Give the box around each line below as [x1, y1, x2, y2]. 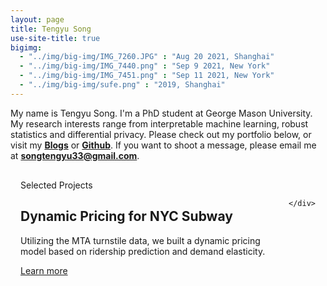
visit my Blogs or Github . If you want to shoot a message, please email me [10, 139, 317, 151]
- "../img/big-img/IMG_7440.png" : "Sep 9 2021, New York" [19, 61, 271, 71]
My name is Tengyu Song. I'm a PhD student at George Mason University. [10, 107, 313, 119]
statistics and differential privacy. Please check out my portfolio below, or [10, 128, 312, 140]
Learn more [20, 264, 68, 276]
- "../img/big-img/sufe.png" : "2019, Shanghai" [19, 80, 226, 90]
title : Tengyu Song [10, 24, 92, 34]
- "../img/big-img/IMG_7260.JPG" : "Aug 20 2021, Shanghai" [19, 52, 275, 62]
